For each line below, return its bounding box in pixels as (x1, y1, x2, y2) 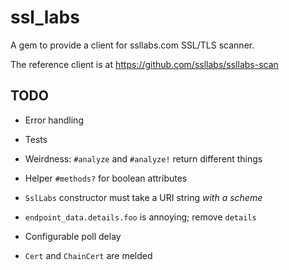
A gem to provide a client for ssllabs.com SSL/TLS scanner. (10, 39, 255, 51)
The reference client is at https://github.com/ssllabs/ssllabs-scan (10, 58, 279, 70)
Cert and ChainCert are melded (24, 249, 153, 261)
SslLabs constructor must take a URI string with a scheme (24, 191, 263, 203)
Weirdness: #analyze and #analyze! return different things (24, 152, 263, 165)
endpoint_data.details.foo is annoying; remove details (24, 211, 257, 223)
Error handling (24, 114, 84, 126)
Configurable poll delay (24, 230, 122, 242)
